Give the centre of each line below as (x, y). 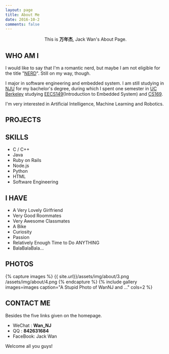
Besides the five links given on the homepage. (54, 315)
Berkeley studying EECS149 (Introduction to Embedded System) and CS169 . (84, 94)
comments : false (22, 24)
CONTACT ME (28, 303)
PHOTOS (20, 264)
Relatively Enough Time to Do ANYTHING (56, 243)
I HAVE (17, 198)
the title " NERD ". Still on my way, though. (48, 73)
